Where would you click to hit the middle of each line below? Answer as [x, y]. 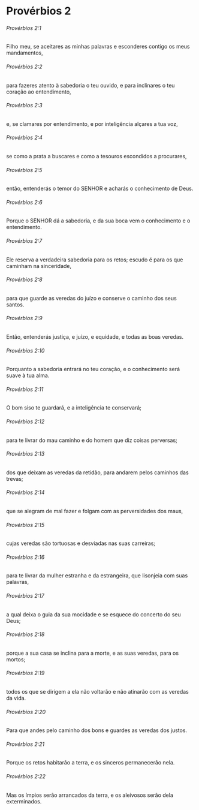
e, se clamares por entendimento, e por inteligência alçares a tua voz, [92, 124]
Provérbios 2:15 [25, 525]
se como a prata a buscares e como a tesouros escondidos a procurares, [97, 156]
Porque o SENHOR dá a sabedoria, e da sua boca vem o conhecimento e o [98, 221]
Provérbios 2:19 [25, 673]
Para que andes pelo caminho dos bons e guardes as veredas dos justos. [97, 730]
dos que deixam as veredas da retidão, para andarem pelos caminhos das [97, 472]
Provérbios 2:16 [25, 557]
